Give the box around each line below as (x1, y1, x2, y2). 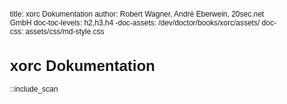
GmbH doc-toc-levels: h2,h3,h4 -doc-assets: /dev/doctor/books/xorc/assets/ (10, 18, 260, 28)
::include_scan (10, 84, 59, 94)
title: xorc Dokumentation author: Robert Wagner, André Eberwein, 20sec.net (10, 9, 265, 19)
